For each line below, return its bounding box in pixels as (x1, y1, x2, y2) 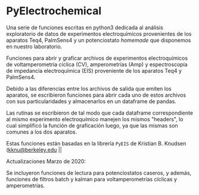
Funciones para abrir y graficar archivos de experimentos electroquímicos (6, 54, 188, 61)
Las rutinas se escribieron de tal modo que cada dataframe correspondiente (6, 109, 194, 116)
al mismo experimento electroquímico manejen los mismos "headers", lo (6, 115, 184, 123)
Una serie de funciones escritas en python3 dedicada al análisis (6, 24, 164, 31)
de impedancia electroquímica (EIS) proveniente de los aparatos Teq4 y (6, 67, 182, 74)
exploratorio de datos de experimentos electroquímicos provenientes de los (6, 30, 192, 37)
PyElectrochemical (6, 4, 102, 18)
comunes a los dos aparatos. (6, 128, 77, 135)
